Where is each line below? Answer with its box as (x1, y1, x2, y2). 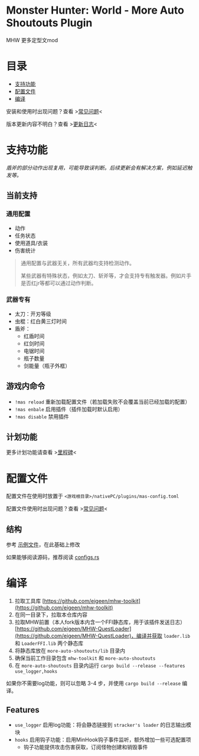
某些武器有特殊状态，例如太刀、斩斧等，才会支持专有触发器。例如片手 (20, 272, 192, 279)
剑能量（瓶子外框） (23, 362, 71, 369)
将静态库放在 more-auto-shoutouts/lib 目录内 (14, 647, 126, 655)
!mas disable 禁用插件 (14, 413, 69, 420)
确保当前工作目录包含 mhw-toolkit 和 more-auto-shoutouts (14, 655, 156, 662)
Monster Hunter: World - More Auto (6, 4, 184, 17)
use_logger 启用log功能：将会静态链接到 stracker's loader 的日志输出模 (14, 721, 192, 728)
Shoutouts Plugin (6, 16, 93, 30)
